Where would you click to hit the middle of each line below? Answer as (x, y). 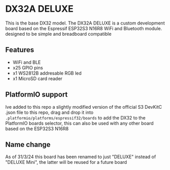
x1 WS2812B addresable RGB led (47, 73)
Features (20, 50)
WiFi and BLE (27, 62)
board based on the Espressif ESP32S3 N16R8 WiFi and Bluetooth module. (84, 28)
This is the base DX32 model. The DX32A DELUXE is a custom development (85, 23)
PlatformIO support (37, 95)
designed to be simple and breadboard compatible (58, 34)
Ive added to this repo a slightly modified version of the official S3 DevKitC (84, 107)
